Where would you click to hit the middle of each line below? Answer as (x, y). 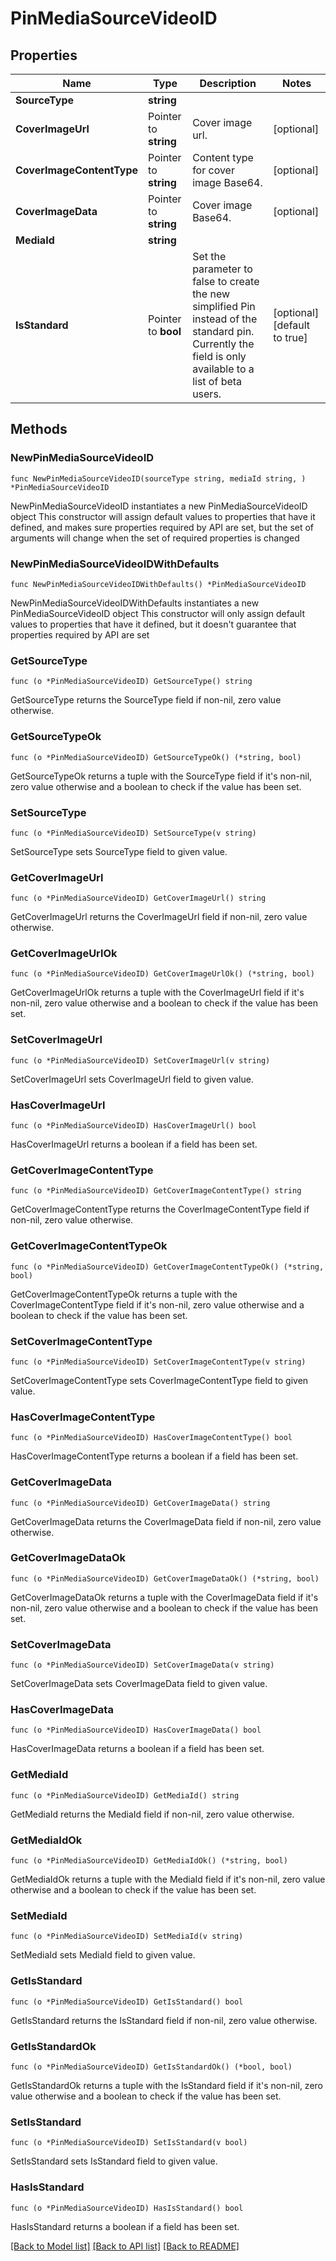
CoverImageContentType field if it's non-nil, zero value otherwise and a (157, 1304)
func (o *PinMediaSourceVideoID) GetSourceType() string (131, 682)
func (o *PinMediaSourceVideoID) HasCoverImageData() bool (136, 1730)
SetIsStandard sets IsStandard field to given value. (114, 2161)
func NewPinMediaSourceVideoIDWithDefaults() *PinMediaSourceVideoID (158, 584)
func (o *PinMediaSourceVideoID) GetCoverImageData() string (140, 1503)
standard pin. (223, 331)
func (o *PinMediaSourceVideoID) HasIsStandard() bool (127, 2208)
